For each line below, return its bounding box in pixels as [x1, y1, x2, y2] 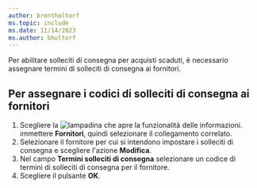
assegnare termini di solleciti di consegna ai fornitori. [8, 64, 181, 74]
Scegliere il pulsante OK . [19, 171, 101, 181]
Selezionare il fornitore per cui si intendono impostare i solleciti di [19, 137, 234, 147]
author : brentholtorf [8, 11, 80, 20]
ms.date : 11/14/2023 [8, 26, 77, 34]
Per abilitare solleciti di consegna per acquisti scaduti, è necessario [8, 56, 228, 65]
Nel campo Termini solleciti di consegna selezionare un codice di [19, 154, 236, 163]
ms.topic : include [8, 19, 69, 27]
